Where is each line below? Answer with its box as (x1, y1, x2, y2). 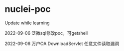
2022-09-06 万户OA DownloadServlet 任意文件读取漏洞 (4, 41, 120, 47)
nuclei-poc (4, 3, 51, 15)
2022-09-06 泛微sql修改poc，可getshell (4, 30, 88, 36)
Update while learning (4, 20, 50, 26)
